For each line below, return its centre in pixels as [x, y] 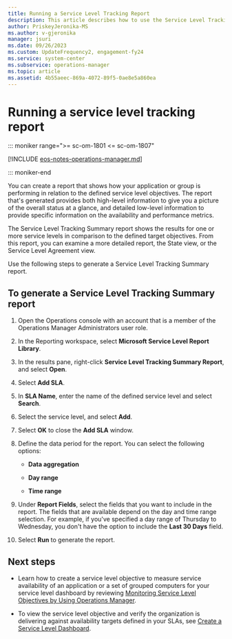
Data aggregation [54, 464]
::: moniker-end [30, 173]
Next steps [32, 561]
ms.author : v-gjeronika [42, 33]
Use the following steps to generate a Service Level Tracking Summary [108, 264]
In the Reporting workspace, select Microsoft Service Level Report [113, 341]
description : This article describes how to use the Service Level [107, 20]
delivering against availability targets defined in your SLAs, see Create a [120, 621]
